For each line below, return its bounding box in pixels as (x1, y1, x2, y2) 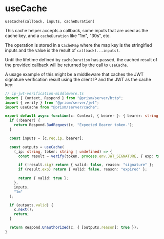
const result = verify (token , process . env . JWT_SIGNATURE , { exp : (18, 154, 154, 159)
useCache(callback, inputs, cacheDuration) (5, 19, 95, 24)
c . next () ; (14, 207, 34, 212)
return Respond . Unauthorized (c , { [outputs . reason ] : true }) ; (9, 225, 139, 230)
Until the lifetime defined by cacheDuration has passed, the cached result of (5, 56, 158, 62)
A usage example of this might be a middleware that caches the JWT (5, 71, 144, 77)
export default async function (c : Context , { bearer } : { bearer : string (5, 113, 159, 118)
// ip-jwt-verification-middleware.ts (5, 91, 84, 96)
